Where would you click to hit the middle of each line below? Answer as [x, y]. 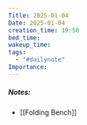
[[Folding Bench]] [48, 112]
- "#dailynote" [40, 60]
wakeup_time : [30, 45]
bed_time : [25, 38]
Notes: [20, 93]
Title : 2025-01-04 [38, 15]
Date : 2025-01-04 [37, 23]
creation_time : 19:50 [44, 30]
